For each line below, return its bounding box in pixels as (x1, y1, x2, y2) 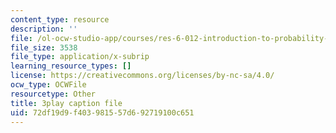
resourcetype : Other (10, 89, 97, 99)
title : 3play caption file (10, 98, 123, 108)
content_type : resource (10, 14, 110, 25)
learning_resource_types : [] (10, 61, 132, 71)
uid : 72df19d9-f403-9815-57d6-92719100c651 (10, 107, 195, 118)
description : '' (10, 24, 78, 34)
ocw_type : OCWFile (10, 80, 87, 90)
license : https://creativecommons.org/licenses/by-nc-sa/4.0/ (10, 71, 275, 81)
